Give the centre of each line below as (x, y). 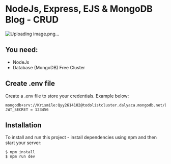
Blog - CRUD (32, 20)
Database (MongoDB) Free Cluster (49, 67)
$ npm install (20, 152)
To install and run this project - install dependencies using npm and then (81, 138)
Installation (23, 125)
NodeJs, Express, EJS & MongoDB (79, 9)
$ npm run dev (20, 157)
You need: (22, 50)
